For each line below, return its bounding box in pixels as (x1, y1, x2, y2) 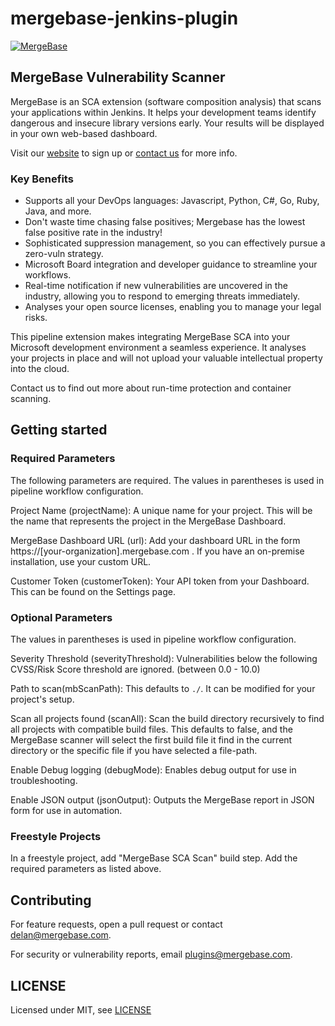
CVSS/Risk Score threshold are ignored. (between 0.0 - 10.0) (10, 663, 261, 676)
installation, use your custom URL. (10, 555, 152, 567)
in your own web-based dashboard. (10, 127, 158, 139)
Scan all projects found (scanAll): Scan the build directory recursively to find (10, 713, 325, 725)
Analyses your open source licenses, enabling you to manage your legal (24, 301, 322, 313)
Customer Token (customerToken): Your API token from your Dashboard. (10, 575, 310, 587)
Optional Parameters (10, 610, 113, 624)
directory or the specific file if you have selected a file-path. (10, 745, 258, 757)
